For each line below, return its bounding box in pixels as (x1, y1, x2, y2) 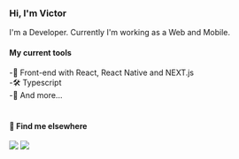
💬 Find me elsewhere (9, 120, 88, 131)
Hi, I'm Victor (9, 7, 67, 19)
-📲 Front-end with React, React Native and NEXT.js (9, 67, 195, 78)
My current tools (9, 47, 73, 57)
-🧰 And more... (9, 89, 63, 100)
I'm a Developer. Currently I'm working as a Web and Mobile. (9, 27, 230, 38)
